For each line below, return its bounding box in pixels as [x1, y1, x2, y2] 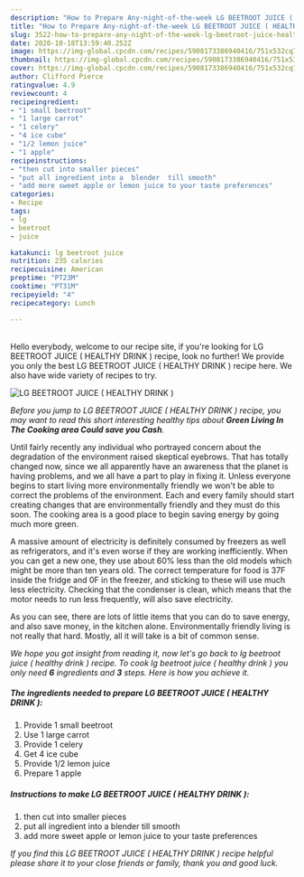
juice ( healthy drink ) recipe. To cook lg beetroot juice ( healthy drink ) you [10, 657, 289, 668]
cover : [10, 64, 35, 73]
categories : [10, 190, 55, 199]
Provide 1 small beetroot [23, 720, 114, 731]
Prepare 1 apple [23, 768, 82, 778]
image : [10, 47, 35, 56]
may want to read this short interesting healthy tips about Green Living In [10, 414, 284, 425]
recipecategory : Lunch [10, 298, 96, 307]
